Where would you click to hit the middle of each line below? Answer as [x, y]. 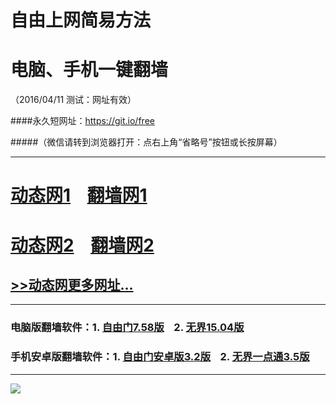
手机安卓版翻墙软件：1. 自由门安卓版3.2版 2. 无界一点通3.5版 [160, 357]
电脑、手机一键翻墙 [89, 70]
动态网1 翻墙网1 [79, 195]
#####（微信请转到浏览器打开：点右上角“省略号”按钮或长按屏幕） [146, 142]
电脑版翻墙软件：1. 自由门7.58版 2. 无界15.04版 [127, 328]
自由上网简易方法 [81, 20]
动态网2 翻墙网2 [82, 245]
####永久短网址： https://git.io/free [82, 121]
